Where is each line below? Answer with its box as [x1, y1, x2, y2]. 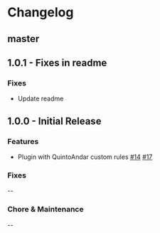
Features [7, 136, 39, 146]
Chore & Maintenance [7, 204, 84, 214]
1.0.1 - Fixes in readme [7, 56, 107, 68]
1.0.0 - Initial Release [7, 115, 102, 127]
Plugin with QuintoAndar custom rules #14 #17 [17, 152, 153, 161]
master [7, 33, 40, 45]
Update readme [17, 94, 64, 103]
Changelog [7, 4, 74, 21]
